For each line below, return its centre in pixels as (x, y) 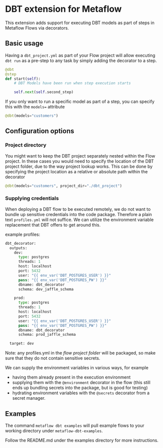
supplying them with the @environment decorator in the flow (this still (81, 383)
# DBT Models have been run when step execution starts (73, 83)
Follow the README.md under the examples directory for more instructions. (82, 440)
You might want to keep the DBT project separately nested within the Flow (80, 156)
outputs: (18, 248)
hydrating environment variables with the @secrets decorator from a (81, 393)
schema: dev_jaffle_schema (46, 289)
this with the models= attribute (35, 107)
